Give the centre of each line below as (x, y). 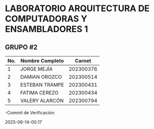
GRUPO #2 (21, 47)
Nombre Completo (42, 61)
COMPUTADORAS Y (46, 19)
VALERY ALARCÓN (42, 101)
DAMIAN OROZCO (41, 77)
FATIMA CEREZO (39, 93)
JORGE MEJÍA (36, 69)
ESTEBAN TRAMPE (42, 85)
